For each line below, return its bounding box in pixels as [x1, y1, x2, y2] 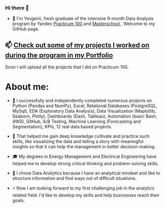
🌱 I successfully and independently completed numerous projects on [12, 98, 152, 104]
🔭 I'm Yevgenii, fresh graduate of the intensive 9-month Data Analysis [12, 16, 154, 22]
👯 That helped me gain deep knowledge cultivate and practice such [12, 133, 150, 139]
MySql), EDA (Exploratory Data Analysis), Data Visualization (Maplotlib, [12, 108, 156, 114]
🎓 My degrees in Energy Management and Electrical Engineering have [12, 153, 157, 159]
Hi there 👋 [5, 4, 30, 11]
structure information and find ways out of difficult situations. [12, 176, 137, 181]
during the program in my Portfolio [5, 51, 113, 59]
